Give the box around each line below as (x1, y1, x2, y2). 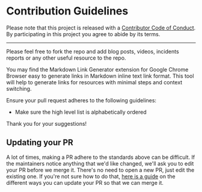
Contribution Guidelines (6, 4, 129, 18)
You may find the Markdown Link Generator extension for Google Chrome (6, 66, 189, 73)
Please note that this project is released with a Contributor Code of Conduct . (6, 24, 196, 31)
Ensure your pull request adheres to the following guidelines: (6, 96, 157, 104)
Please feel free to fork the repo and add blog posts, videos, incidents (6, 48, 179, 55)
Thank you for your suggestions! (6, 120, 87, 127)
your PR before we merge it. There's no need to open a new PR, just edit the (6, 166, 195, 173)
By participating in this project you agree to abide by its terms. (6, 30, 161, 37)
